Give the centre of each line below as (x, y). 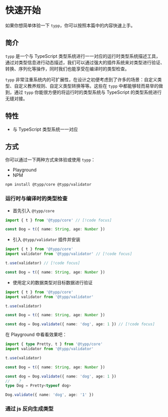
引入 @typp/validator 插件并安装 (47, 240)
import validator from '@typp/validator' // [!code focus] (69, 254)
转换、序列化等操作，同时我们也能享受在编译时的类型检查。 (67, 68)
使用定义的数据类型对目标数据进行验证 (52, 282)
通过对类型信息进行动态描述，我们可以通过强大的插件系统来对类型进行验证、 (85, 62)
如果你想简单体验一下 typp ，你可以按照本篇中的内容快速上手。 (70, 25)
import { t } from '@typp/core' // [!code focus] (59, 220)
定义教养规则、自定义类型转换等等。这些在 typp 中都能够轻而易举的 (89, 86)
